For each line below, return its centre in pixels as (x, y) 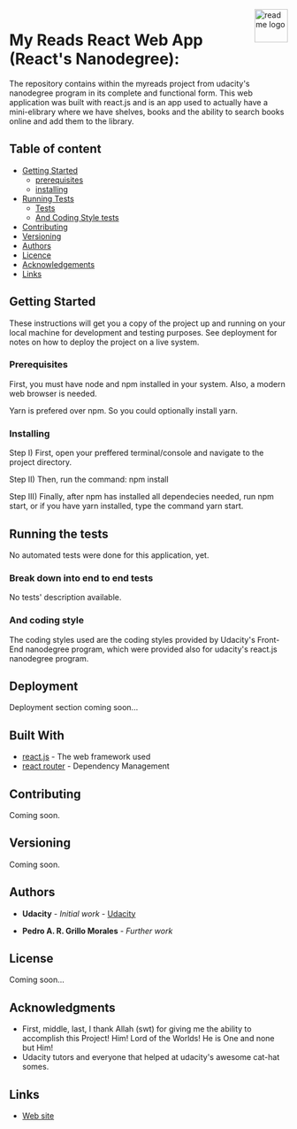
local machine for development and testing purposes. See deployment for (143, 332)
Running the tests (59, 534)
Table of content (55, 149)
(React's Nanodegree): (94, 59)
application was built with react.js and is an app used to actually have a (138, 102)
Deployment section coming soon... (74, 708)
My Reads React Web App (106, 40)
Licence (36, 255)
